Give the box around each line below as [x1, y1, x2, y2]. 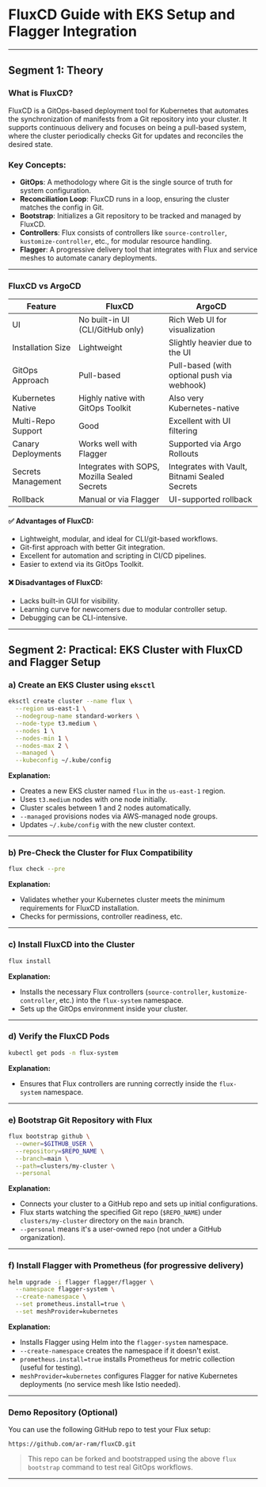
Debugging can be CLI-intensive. [19, 613, 128, 622]
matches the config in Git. [19, 202, 104, 212]
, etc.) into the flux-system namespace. [55, 995, 184, 1005]
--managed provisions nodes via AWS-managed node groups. [19, 811, 218, 821]
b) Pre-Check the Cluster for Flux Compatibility [8, 847, 193, 858]
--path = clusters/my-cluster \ [15, 1161, 115, 1170]
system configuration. [19, 185, 92, 195]
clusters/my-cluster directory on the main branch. [19, 1216, 184, 1226]
